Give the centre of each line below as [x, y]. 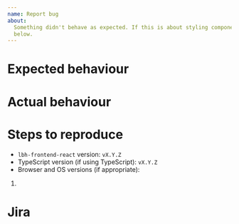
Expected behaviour [68, 69]
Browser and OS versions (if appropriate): [79, 169]
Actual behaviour [59, 102]
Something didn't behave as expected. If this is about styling [111, 27]
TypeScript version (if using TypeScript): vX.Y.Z [87, 162]
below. [23, 34]
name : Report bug [33, 14]
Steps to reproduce [65, 134]
